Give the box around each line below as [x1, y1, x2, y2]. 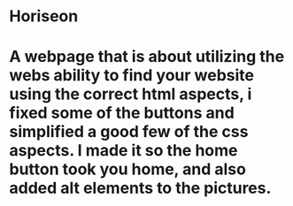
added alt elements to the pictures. [9, 179, 272, 198]
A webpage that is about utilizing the [9, 47, 285, 67]
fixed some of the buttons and [9, 103, 235, 123]
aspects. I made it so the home [9, 141, 238, 161]
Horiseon [9, 6, 79, 27]
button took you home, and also [9, 159, 246, 179]
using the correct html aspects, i [9, 84, 252, 104]
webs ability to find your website [9, 65, 255, 86]
